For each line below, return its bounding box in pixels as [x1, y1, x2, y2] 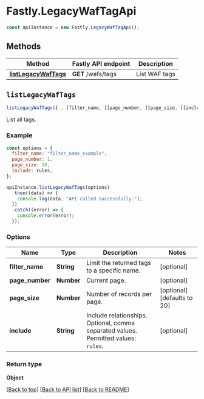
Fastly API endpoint [72, 59, 131, 68]
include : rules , [12, 168, 53, 174]
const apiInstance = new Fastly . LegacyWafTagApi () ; [6, 24, 140, 30]
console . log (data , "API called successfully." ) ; [17, 196, 143, 202]
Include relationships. [86, 311, 148, 320]
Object [6, 373, 24, 381]
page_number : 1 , [12, 157, 53, 163]
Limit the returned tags [86, 259, 152, 267]
